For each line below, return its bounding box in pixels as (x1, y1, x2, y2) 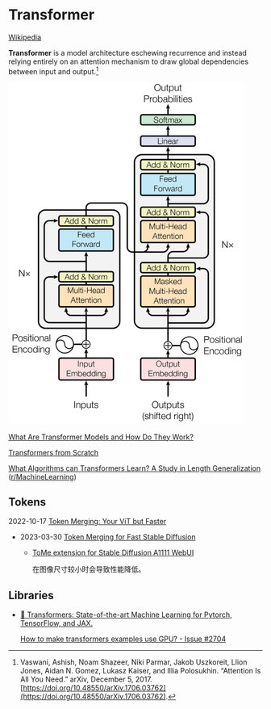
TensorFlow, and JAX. (19, 619, 94, 628)
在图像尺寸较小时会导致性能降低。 (31, 564, 146, 574)
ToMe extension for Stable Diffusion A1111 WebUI (31, 547, 194, 558)
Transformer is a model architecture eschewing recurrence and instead (8, 48, 248, 57)
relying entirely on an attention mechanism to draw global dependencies (8, 57, 248, 66)
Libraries (8, 588, 54, 602)
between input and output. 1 (8, 65, 99, 76)
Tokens (8, 495, 47, 509)
